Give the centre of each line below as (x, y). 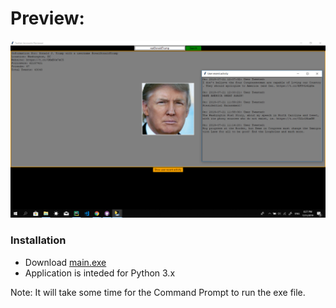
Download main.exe (65, 262)
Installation (38, 240)
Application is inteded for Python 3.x (100, 273)
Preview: (47, 18)
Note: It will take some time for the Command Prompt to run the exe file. (158, 292)
